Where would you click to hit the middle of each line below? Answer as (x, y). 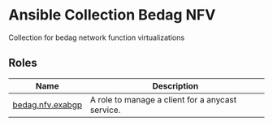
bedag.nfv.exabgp (48, 105)
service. (105, 110)
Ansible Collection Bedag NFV (112, 15)
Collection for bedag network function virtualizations (97, 37)
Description (175, 85)
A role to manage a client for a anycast (163, 99)
